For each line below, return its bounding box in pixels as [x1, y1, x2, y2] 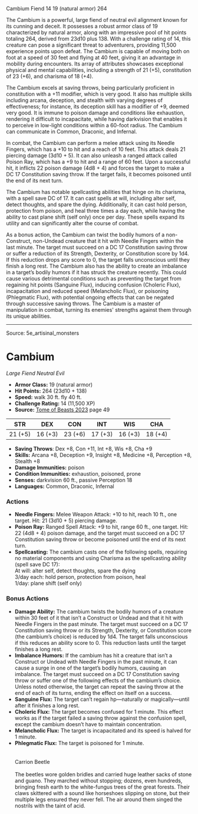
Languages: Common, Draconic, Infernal [14, 483, 114, 490]
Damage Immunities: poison [14, 464, 85, 471]
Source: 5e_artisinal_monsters [6, 329, 80, 337]
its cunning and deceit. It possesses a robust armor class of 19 [6, 23, 158, 29]
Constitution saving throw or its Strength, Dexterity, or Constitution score [14, 627, 192, 634]
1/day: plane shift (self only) [14, 580, 82, 587]
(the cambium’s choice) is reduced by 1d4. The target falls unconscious [14, 633, 188, 640]
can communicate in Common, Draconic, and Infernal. [6, 128, 137, 135]
